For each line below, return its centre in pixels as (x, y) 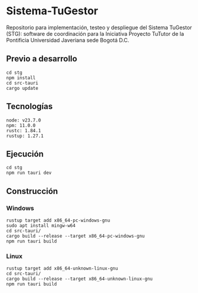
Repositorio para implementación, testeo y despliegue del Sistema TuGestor (99, 27)
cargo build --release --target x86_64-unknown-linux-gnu (79, 279)
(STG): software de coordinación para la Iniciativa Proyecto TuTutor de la (95, 33)
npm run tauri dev (29, 173)
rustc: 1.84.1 (24, 130)
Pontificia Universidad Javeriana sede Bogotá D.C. (68, 40)
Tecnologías (29, 106)
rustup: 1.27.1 (25, 136)
